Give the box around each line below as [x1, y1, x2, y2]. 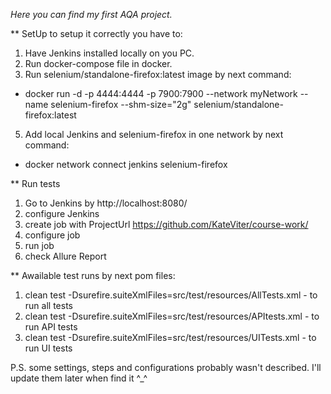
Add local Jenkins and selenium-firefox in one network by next [24, 129, 284, 140]
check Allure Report [24, 250, 107, 262]
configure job [24, 229, 81, 241]
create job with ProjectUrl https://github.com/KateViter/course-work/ [24, 219, 309, 230]
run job [24, 240, 55, 251]
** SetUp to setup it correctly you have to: [10, 28, 183, 39]
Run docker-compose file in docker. [24, 58, 173, 69]
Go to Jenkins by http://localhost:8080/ [24, 197, 188, 209]
